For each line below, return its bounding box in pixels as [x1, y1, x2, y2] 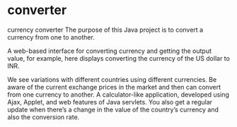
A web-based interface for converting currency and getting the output [7, 47, 212, 55]
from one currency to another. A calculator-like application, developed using [7, 90, 230, 99]
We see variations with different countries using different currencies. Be [7, 75, 217, 83]
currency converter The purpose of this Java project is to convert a [7, 25, 204, 34]
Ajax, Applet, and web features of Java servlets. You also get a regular [7, 97, 213, 106]
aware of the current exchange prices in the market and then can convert [7, 83, 221, 91]
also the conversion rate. [7, 112, 80, 121]
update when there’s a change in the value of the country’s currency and [7, 105, 219, 114]
